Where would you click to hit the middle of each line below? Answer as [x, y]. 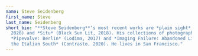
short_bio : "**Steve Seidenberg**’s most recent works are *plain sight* [98, 28]
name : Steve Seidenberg [35, 11]
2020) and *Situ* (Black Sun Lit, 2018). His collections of [88, 33]
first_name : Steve [28, 17]
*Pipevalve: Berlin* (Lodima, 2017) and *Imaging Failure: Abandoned [98, 38]
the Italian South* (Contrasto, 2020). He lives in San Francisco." [97, 44]
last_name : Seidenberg [33, 22]
